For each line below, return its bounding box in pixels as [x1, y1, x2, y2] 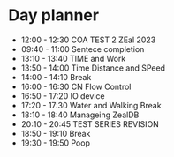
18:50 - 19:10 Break [20, 128, 91, 138]
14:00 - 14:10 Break [20, 71, 92, 82]
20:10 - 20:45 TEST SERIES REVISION [20, 118, 160, 129]
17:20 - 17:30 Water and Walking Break [20, 100, 162, 110]
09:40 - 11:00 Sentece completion [20, 43, 145, 54]
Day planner [8, 5, 99, 26]
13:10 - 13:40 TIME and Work [20, 53, 126, 64]
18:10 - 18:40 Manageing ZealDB [20, 109, 140, 120]
